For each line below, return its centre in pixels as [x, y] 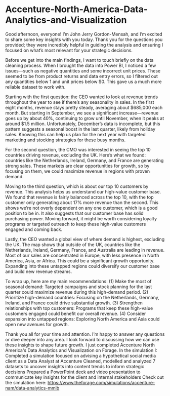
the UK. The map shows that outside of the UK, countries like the [73, 245]
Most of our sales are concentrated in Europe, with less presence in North [82, 255]
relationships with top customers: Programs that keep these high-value [79, 308]
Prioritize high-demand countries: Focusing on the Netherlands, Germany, [82, 297]
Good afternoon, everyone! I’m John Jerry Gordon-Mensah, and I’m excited [84, 34]
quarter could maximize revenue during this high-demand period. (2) [77, 292]
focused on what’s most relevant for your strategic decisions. [69, 50]
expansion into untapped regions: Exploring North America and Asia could [82, 319]
